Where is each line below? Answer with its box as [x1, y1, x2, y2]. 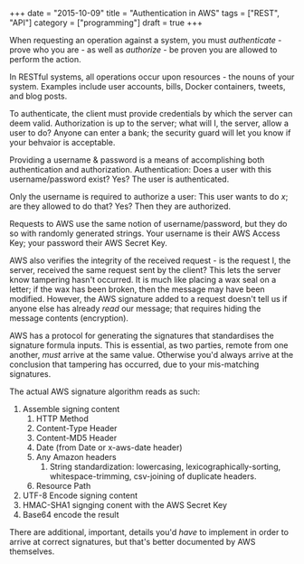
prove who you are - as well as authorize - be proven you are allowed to [9, 44, 278, 55]
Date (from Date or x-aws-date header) [35, 442, 183, 453]
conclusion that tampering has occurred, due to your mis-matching [9, 359, 260, 370]
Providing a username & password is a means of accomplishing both [9, 155, 265, 165]
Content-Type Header [35, 423, 118, 433]
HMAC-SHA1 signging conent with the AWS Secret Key [22, 500, 228, 510]
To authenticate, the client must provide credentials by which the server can [9, 108, 293, 118]
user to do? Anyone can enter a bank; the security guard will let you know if [9, 127, 291, 138]
